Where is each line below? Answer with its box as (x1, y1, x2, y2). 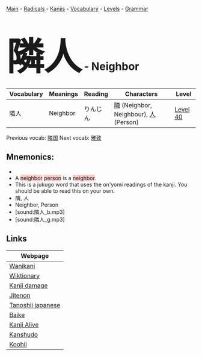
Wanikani (9, 261, 35, 270)
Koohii (9, 340, 27, 348)
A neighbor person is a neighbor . (14, 174, 96, 181)
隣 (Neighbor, (114, 101, 152, 109)
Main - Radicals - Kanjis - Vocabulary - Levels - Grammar (6, 5, 148, 12)
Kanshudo (9, 330, 38, 339)
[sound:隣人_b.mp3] (14, 208, 65, 216)
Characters (124, 90, 158, 98)
